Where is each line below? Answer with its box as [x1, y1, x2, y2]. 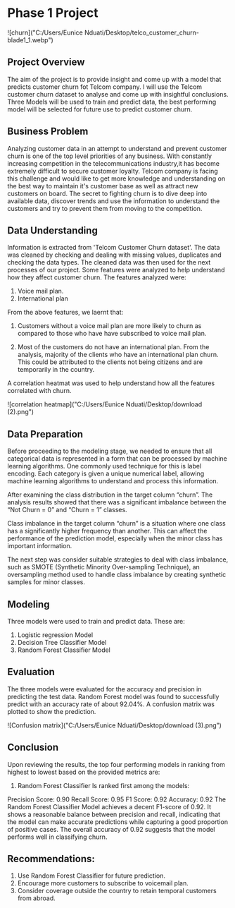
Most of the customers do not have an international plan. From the [17, 343, 210, 351]
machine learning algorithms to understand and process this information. [7, 477, 219, 485]
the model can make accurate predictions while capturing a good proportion [7, 817, 229, 826]
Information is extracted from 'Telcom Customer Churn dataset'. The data [7, 243, 220, 252]
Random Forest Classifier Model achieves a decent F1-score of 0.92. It [7, 802, 212, 811]
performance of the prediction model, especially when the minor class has [7, 534, 223, 543]
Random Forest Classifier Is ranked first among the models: [17, 781, 190, 789]
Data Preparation [7, 428, 83, 440]
